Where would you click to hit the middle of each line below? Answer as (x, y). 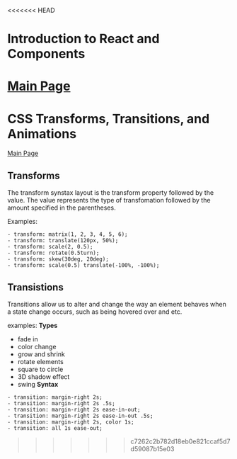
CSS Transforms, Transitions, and (109, 119)
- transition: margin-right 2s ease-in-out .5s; (80, 416)
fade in (28, 339)
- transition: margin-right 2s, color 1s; (71, 422)
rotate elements (40, 361)
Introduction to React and (83, 39)
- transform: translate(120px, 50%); (63, 241)
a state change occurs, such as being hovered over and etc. (95, 312)
